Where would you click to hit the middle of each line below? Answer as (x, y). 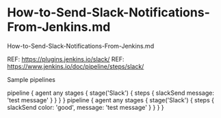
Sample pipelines (31, 79)
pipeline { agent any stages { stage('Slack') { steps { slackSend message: (110, 93)
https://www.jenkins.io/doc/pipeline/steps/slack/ (76, 66)
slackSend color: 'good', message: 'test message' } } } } (86, 107)
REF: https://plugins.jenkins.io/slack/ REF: (66, 59)
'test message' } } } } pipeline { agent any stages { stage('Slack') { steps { (110, 100)
